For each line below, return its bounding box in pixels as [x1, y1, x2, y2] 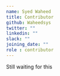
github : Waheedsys [6, 19, 51, 25]
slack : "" [6, 36, 31, 42]
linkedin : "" [6, 31, 38, 37]
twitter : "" [6, 25, 35, 31]
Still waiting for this [6, 63, 53, 70]
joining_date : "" [6, 42, 49, 48]
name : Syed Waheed [6, 8, 51, 15]
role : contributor [6, 47, 54, 53]
